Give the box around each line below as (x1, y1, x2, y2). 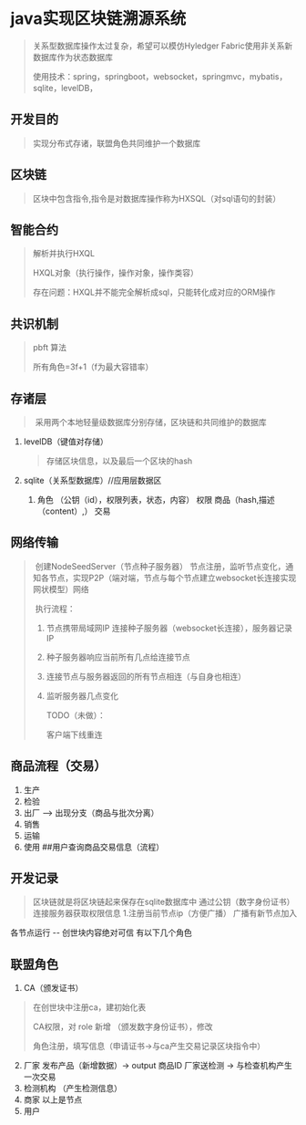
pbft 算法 (32, 342, 67, 353)
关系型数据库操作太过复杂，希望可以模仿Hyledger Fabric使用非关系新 (32, 40, 293, 51)
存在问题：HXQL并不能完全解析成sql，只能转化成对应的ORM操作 (32, 286, 276, 297)
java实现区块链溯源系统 (10, 8, 187, 29)
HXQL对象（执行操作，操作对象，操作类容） (32, 267, 199, 278)
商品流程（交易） (10, 758, 107, 774)
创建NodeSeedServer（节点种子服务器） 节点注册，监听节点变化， (35, 560, 286, 571)
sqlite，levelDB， (32, 82, 98, 93)
